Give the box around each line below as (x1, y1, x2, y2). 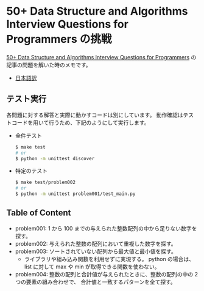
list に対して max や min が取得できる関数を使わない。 (24, 263, 160, 270)
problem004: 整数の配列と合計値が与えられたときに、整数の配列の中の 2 (15, 270, 198, 278)
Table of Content (6, 208, 71, 218)
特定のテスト (15, 167, 47, 175)
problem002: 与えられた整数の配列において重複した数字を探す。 (15, 240, 177, 247)
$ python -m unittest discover (15, 155, 95, 161)
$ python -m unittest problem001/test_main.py (15, 191, 136, 197)
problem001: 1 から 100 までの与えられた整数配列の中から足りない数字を (15, 224, 197, 232)
